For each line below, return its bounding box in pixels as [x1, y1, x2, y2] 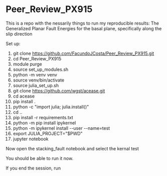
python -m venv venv [13, 71, 57, 77]
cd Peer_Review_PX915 [13, 55, 62, 61]
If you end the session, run [6, 165, 61, 171]
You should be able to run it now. [6, 155, 74, 161]
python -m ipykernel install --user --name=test [13, 125, 110, 131]
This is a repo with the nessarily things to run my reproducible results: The [6, 20, 159, 26]
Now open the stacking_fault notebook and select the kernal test [6, 145, 139, 151]
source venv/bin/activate [13, 77, 65, 83]
